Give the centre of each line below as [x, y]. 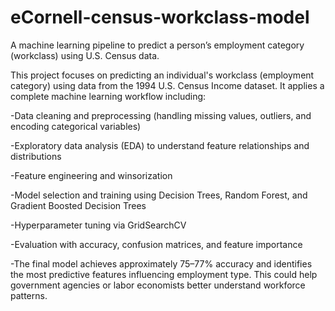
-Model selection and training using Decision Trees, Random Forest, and [159, 195]
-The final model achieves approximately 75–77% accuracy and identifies [161, 263]
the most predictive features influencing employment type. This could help [164, 274]
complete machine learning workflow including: [108, 96]
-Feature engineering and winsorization [91, 175]
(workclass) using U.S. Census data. [85, 55]
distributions [36, 156]
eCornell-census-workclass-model [160, 17]
